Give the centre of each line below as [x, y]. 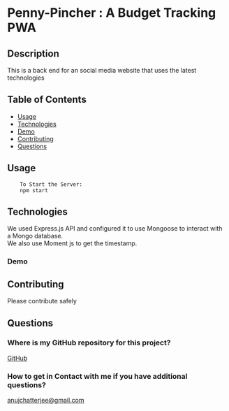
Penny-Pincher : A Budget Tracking [112, 13]
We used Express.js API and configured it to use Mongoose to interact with [115, 229]
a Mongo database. [35, 236]
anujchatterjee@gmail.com [46, 401]
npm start [34, 190]
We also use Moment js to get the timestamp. [72, 243]
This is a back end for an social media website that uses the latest [102, 70]
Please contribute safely [42, 301]
